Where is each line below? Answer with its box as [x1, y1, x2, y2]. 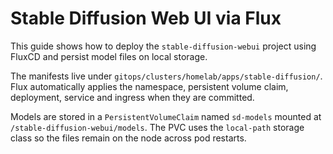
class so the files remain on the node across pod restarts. [10, 132, 247, 144]
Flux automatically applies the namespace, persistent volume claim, [10, 80, 289, 92]
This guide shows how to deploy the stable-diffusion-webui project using [10, 40, 317, 52]
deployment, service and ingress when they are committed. [10, 91, 255, 103]
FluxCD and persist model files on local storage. [10, 50, 208, 62]
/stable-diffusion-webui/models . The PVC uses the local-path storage [10, 121, 305, 133]
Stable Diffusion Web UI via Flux [10, 7, 282, 30]
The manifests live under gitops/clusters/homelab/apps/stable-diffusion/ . [10, 70, 323, 82]
